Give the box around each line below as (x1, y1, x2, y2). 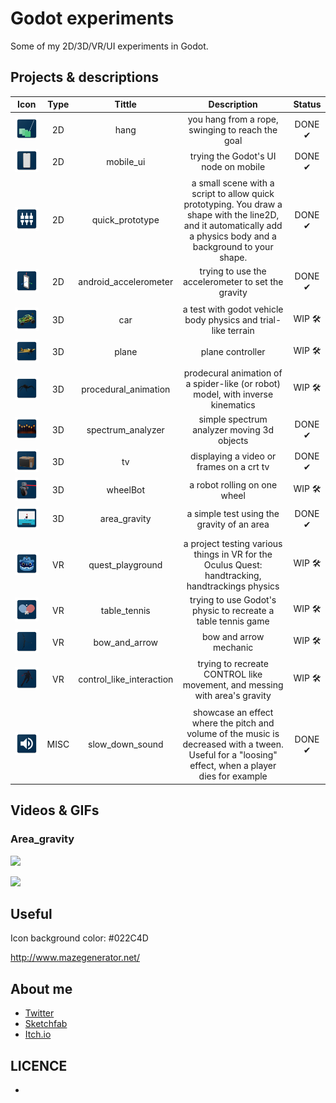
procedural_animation (81, 383, 171, 395)
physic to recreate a (192, 604, 275, 616)
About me (10, 980, 73, 997)
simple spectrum (198, 413, 268, 425)
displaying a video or (190, 450, 277, 462)
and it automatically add (183, 219, 283, 231)
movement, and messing (182, 678, 284, 691)
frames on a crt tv (196, 461, 270, 473)
